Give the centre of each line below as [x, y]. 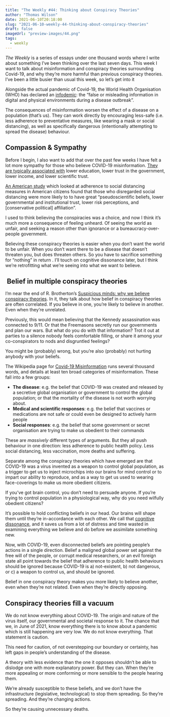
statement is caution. [27, 637]
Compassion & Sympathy [46, 148]
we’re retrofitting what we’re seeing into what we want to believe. [73, 265]
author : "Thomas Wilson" [31, 15]
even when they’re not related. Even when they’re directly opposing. [77, 587]
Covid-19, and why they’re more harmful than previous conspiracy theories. [84, 74]
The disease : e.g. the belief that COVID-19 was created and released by [88, 387]
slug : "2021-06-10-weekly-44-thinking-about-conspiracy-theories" [77, 24]
